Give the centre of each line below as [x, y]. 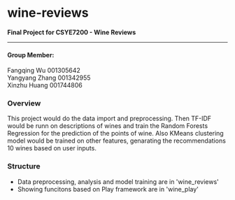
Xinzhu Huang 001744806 [45, 85]
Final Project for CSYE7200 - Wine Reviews [72, 32]
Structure [24, 166]
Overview [24, 103]
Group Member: [31, 55]
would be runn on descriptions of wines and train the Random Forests [108, 126]
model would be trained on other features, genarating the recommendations [116, 141]
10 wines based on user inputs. [52, 148]
